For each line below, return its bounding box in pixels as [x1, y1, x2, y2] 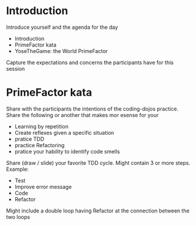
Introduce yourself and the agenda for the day [6, 24, 118, 31]
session [6, 65, 25, 72]
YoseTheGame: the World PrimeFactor [14, 47, 108, 54]
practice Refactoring [14, 141, 65, 148]
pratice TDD [14, 135, 44, 142]
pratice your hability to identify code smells [14, 148, 120, 155]
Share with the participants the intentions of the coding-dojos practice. [6, 105, 179, 112]
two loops [6, 213, 31, 220]
